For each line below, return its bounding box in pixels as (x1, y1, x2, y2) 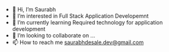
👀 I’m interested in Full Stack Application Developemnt (12, 12, 149, 20)
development (12, 25, 46, 32)
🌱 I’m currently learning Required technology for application (12, 19, 163, 26)
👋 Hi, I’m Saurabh (12, 6, 56, 13)
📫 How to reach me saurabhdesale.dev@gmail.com (12, 39, 144, 46)
